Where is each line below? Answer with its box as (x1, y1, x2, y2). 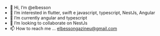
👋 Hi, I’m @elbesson (9, 5, 51, 10)
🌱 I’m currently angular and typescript (9, 15, 88, 20)
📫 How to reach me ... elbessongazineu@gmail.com (9, 26, 117, 31)
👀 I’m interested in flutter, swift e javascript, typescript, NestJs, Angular (9, 10, 155, 16)
